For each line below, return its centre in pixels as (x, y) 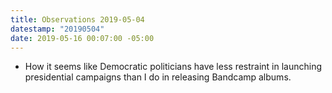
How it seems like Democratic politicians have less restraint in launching (173, 67)
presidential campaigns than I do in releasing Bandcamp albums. (158, 77)
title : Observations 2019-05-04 (77, 19)
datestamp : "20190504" (57, 29)
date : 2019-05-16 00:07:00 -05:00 (82, 38)
